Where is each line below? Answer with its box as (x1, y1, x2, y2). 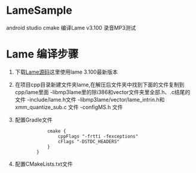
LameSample (6, 4, 73, 17)
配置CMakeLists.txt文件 (14, 160, 73, 168)
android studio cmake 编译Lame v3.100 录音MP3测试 (6, 24, 136, 31)
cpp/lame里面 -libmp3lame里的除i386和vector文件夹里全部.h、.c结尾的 (14, 88, 191, 96)
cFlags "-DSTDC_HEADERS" (57, 138, 120, 144)
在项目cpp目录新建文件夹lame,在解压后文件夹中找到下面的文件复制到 (14, 81, 185, 88)
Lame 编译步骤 (6, 47, 79, 61)
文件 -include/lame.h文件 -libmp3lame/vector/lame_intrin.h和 (14, 96, 165, 103)
